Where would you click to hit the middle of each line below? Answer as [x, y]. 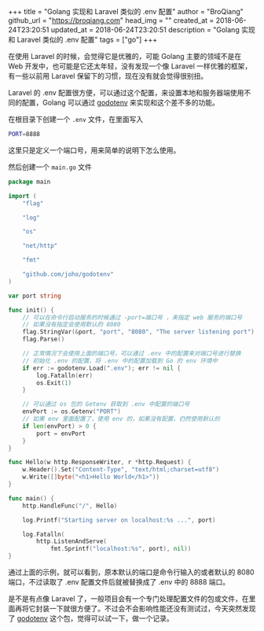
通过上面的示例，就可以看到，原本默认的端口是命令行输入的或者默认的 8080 [131, 572]
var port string [35, 296]
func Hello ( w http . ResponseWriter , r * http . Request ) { [100, 463]
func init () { [31, 310]
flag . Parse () [44, 339]
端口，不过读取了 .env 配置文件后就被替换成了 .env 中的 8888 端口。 [119, 582]
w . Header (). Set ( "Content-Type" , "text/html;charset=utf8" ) [121, 470]
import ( [22, 196]
